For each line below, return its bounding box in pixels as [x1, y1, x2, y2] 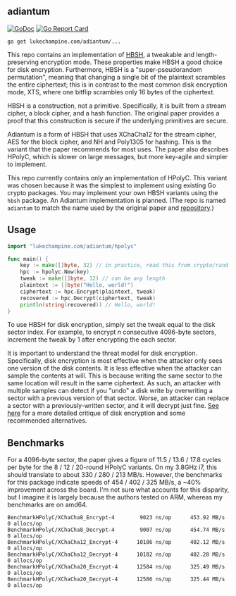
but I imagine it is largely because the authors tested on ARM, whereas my [7, 493, 223, 502]
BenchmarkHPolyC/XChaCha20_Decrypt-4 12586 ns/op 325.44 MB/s [7, 576, 225, 583]
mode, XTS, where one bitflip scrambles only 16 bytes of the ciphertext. [7, 87, 215, 96]
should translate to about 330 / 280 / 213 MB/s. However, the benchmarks [7, 471, 223, 479]
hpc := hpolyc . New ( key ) [20, 268, 90, 275]
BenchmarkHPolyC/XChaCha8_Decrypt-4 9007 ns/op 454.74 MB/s [7, 526, 225, 534]
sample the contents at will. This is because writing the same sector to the [7, 371, 223, 380]
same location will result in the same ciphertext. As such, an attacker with [7, 379, 221, 387]
